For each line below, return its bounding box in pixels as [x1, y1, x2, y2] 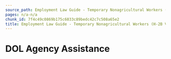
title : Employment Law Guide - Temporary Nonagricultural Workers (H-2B [5, 21, 163, 27]
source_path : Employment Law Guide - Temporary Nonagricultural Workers [5, 7, 163, 13]
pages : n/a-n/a [5, 12, 38, 17]
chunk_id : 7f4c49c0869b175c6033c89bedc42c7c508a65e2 [5, 17, 120, 22]
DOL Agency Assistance [5, 43, 110, 54]
